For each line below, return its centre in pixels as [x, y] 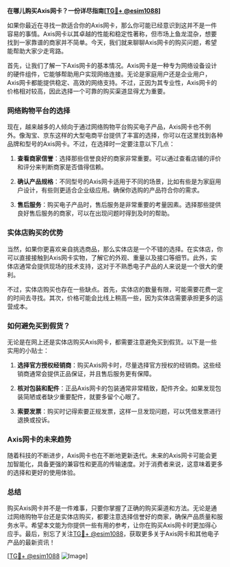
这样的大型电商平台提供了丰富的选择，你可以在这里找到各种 [139, 136]
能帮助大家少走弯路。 [37, 51]
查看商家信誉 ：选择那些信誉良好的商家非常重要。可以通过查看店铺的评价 [119, 159]
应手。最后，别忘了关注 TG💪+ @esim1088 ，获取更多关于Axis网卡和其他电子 [113, 534]
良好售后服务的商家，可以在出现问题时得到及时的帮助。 [95, 213]
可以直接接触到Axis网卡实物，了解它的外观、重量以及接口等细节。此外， [109, 257]
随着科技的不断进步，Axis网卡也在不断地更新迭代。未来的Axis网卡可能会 [109, 455]
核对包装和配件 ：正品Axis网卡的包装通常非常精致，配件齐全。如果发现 [116, 388]
